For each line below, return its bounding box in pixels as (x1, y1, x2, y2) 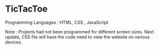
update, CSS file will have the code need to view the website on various (5, 34, 150, 40)
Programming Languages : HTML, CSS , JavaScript (5, 19, 108, 25)
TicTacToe (5, 3, 48, 15)
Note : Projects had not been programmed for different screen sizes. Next (5, 29, 154, 34)
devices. (5, 39, 23, 45)
